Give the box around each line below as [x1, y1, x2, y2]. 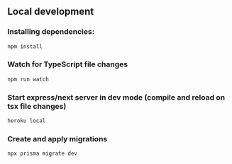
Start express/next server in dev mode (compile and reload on [7, 92, 226, 102]
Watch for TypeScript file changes [7, 59, 128, 69]
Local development [7, 6, 94, 18]
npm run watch [7, 76, 50, 83]
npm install [7, 42, 43, 50]
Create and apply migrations [7, 134, 108, 143]
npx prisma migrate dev [7, 150, 78, 158]
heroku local [7, 117, 46, 124]
